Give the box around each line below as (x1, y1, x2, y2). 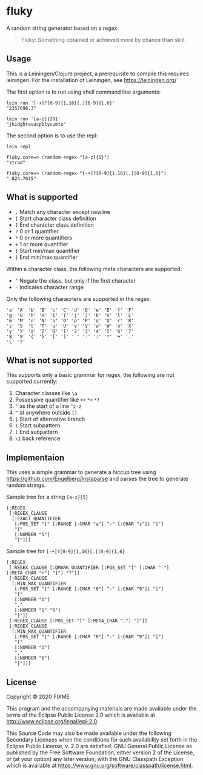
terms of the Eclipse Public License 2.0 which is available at (6, 711, 156, 718)
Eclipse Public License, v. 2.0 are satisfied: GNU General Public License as (6, 743, 192, 749)
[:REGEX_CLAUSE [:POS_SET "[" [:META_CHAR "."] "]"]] (8, 618, 148, 624)
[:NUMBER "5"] (14, 532, 50, 538)
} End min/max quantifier (15, 253, 78, 261)
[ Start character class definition (15, 215, 97, 222)
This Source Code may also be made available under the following (6, 729, 171, 737)
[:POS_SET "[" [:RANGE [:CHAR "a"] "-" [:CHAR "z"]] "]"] (14, 521, 164, 527)
